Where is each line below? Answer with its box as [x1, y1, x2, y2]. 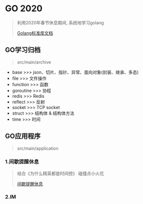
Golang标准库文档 [17, 30, 53, 36]
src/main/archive [17, 59, 51, 65]
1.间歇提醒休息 [5, 159, 39, 165]
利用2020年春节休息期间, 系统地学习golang [17, 20, 104, 25]
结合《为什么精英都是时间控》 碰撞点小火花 [17, 170, 104, 176]
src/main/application [17, 145, 59, 151]
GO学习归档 [5, 46, 41, 54]
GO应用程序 [5, 132, 41, 140]
